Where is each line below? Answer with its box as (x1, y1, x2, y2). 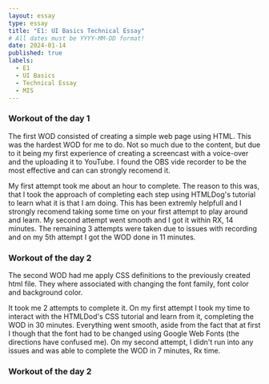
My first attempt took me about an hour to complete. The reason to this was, (8, 181, 260, 190)
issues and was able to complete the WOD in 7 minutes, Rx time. (8, 345, 221, 355)
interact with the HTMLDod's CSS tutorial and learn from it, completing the (8, 311, 255, 321)
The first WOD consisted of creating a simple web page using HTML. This (8, 131, 252, 141)
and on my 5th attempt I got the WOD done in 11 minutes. (8, 232, 196, 242)
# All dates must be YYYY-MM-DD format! (8, 34, 146, 43)
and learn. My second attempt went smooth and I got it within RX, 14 (8, 214, 234, 225)
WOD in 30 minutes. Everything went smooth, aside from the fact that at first (8, 320, 261, 329)
